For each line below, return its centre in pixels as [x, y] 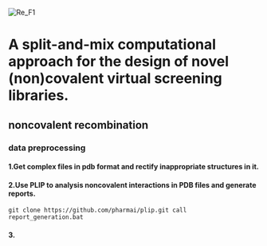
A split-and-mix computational [112, 45]
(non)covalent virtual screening [116, 79]
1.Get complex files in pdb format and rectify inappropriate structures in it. [133, 167]
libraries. [39, 95]
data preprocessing [47, 148]
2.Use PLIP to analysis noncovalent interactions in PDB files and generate [132, 184]
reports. [22, 193]
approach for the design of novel [119, 62]
